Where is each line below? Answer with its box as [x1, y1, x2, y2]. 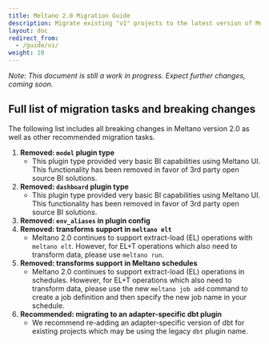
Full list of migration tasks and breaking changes [8, 102, 256, 116]
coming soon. [8, 79, 54, 89]
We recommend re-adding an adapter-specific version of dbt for [31, 318, 245, 327]
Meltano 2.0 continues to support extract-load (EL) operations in [31, 266, 245, 276]
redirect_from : [8, 34, 59, 42]
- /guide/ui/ [15, 42, 59, 50]
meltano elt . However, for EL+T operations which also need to [31, 241, 238, 250]
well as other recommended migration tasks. [8, 132, 155, 142]
